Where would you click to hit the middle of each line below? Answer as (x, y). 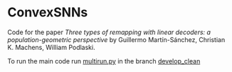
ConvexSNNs (48, 12)
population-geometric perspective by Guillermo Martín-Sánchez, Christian (116, 39)
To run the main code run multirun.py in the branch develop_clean (104, 61)
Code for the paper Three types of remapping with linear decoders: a (109, 32)
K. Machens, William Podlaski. (51, 47)
